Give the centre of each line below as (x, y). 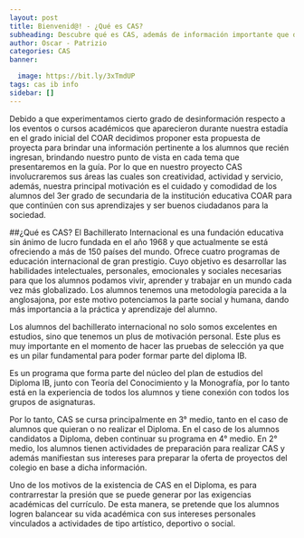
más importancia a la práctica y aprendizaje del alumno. (114, 309)
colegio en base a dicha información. (78, 467)
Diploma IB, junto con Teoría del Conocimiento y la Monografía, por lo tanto (150, 382)
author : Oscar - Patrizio (58, 43)
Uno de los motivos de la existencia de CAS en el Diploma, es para (133, 485)
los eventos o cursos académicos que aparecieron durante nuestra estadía (149, 128)
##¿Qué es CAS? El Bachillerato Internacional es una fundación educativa (147, 232)
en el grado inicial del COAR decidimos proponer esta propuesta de (135, 137)
